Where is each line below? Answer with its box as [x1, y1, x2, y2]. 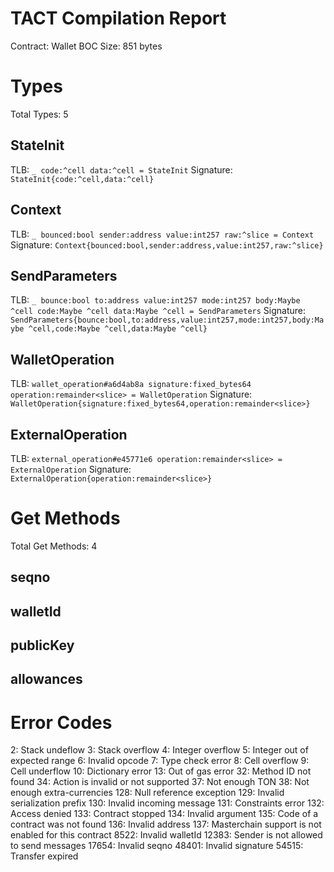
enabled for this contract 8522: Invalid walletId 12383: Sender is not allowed [10, 829, 323, 841]
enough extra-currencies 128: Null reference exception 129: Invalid [10, 787, 285, 799]
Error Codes [10, 711, 113, 734]
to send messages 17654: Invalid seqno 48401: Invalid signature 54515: [10, 840, 304, 852]
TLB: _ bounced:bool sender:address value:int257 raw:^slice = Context [10, 228, 315, 240]
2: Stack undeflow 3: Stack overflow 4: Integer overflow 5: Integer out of [10, 744, 309, 756]
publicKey [10, 637, 75, 654]
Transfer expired [10, 850, 79, 862]
